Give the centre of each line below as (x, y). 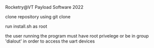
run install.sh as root (26, 26)
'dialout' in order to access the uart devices (50, 41)
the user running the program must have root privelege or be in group (77, 36)
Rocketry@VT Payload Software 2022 (44, 7)
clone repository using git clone (38, 17)
